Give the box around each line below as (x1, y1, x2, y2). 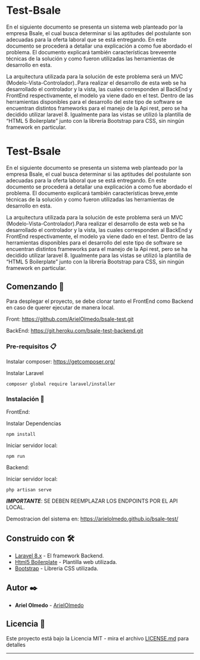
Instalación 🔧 (6, 395, 45, 403)
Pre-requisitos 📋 (6, 342, 57, 351)
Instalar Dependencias (6, 420, 61, 427)
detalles (6, 641, 26, 648)
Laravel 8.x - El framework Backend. (14, 552, 104, 559)
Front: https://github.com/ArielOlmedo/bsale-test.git (6, 315, 134, 323)
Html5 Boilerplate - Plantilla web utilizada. (14, 559, 117, 566)
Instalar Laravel (6, 369, 44, 376)
